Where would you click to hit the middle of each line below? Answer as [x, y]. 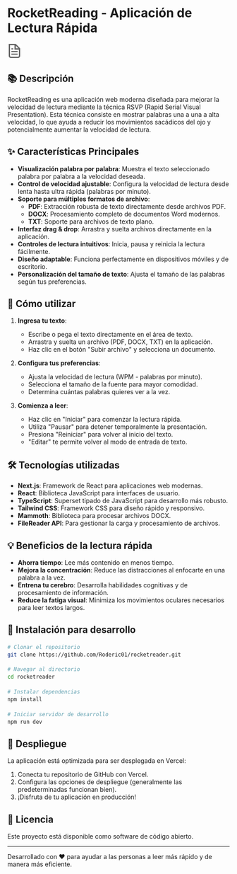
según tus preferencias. [52, 282]
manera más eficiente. [40, 864]
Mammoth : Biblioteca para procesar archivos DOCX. [94, 516]
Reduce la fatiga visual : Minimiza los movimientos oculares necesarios [121, 600]
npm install [25, 699]
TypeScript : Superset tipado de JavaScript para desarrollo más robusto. [123, 501]
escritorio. [32, 266]
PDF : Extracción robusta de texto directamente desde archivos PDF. [127, 206]
